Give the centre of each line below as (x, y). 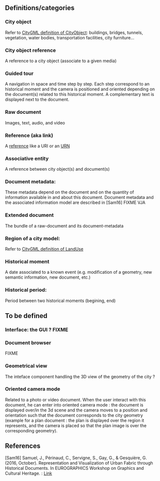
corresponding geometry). (31, 430)
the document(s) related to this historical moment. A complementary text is (80, 94)
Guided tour (19, 73)
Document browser (28, 342)
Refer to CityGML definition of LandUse (44, 249)
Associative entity (27, 159)
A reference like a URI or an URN (37, 146)
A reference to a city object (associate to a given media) (61, 61)
